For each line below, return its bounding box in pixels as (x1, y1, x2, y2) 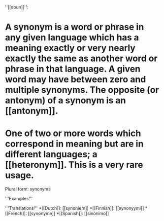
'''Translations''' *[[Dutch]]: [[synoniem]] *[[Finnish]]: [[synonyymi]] (5, 205, 144, 211)
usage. (5, 170, 34, 181)
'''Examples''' (5, 196, 33, 202)
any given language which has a (5, 32, 139, 43)
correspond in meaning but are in (5, 138, 144, 149)
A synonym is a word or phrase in (5, 22, 144, 33)
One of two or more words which (5, 128, 141, 139)
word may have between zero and (5, 74, 146, 85)
